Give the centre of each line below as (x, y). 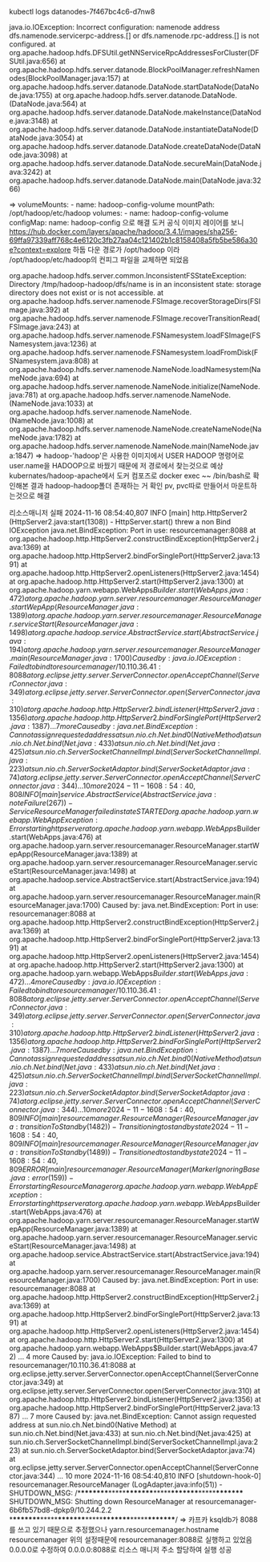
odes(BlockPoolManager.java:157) (65, 78)
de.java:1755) (31, 95)
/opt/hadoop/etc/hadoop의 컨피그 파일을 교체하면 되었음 (99, 259)
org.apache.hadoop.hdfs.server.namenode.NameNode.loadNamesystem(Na (135, 369)
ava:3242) (26, 172)
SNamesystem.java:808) (50, 361)
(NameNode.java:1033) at (51, 403)
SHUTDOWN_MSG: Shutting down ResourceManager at (101, 1501)
